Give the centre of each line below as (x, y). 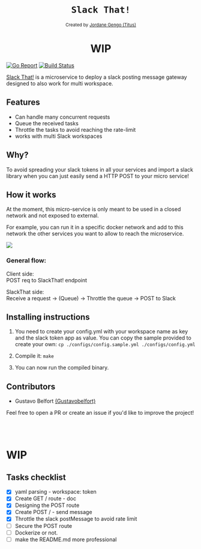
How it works (31, 195)
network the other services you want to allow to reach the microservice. (95, 234)
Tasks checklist (36, 477)
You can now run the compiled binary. (62, 368)
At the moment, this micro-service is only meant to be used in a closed (94, 209)
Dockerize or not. (36, 532)
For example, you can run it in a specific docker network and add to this (95, 228)
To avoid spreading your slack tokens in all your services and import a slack (100, 169)
